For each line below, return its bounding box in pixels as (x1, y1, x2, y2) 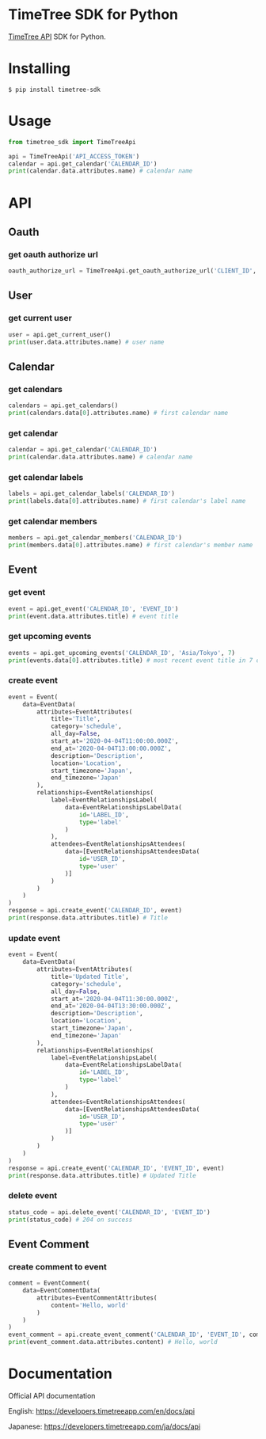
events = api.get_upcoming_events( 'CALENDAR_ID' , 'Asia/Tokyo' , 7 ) (8, 649, 236, 657)
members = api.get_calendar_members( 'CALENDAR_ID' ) (8, 534, 182, 542)
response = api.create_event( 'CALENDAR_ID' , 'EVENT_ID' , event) (8, 1164, 225, 1172)
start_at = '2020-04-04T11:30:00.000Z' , (50, 995, 179, 1003)
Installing (8, 59, 71, 78)
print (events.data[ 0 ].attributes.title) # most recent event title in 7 (8, 656, 253, 664)
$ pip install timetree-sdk (8, 86, 101, 93)
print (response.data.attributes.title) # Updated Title (8, 1171, 196, 1179)
